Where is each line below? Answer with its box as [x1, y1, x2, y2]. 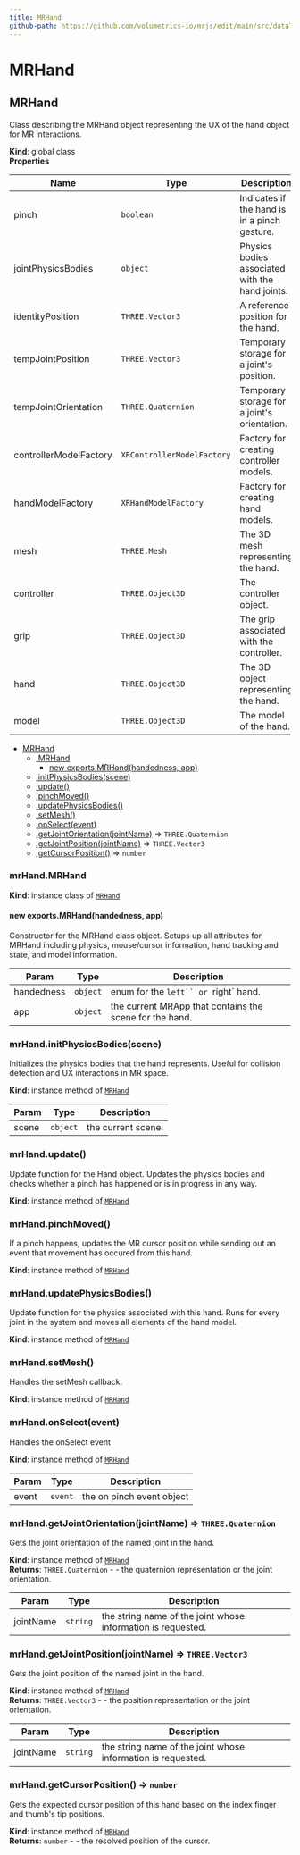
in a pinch [239, 214, 281, 226]
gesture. [239, 225, 275, 238]
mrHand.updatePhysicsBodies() [9, 1287, 152, 1299]
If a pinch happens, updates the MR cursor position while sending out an [9, 1238, 277, 1248]
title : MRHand [9, 13, 62, 22]
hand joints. [239, 284, 288, 297]
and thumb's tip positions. [9, 1809, 105, 1819]
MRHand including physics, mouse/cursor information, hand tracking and [9, 940, 279, 950]
